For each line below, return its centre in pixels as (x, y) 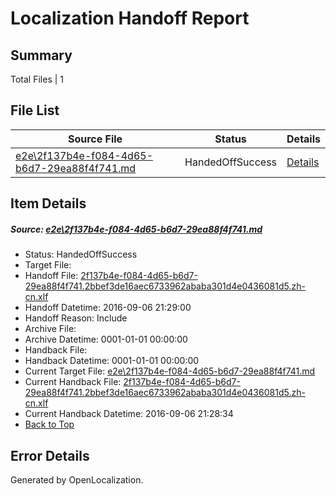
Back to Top (49, 424)
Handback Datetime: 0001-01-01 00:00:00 (112, 361)
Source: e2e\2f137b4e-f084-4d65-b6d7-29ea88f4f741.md (136, 229)
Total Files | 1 (37, 79)
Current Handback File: (73, 382)
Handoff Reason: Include (76, 318)
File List (35, 110)
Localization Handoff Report (130, 18)
